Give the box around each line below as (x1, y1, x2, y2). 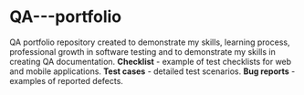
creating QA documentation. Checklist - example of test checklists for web (9, 56, 292, 67)
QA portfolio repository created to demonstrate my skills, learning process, (9, 37, 290, 47)
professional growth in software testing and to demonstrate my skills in (9, 46, 276, 57)
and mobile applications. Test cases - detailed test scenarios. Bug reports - (9, 66, 296, 77)
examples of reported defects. (9, 75, 123, 86)
